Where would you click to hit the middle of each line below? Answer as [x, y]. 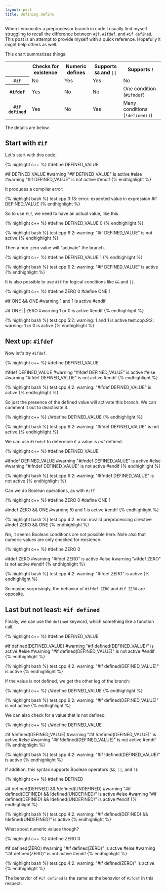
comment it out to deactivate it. [37, 408]
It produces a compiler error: [34, 189]
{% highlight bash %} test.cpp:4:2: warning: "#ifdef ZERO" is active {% [77, 574]
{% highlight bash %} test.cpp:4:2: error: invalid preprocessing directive [79, 520]
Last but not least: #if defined [53, 609]
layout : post [19, 10]
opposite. [15, 594]
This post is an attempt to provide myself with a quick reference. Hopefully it [83, 39]
